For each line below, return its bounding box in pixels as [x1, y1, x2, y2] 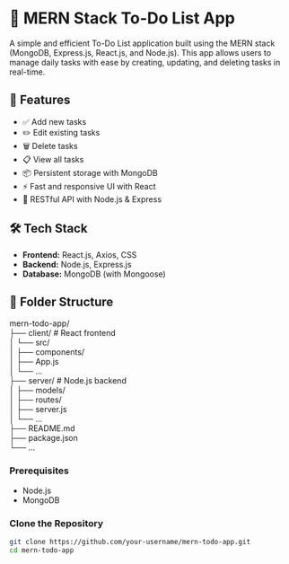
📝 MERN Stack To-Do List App [9, 8, 235, 29]
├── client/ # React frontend [9, 328, 117, 339]
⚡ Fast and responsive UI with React [22, 181, 156, 191]
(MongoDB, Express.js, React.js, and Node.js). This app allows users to [9, 47, 272, 57]
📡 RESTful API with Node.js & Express [22, 193, 162, 205]
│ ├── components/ [9, 347, 85, 357]
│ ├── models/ [9, 385, 66, 396]
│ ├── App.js [9, 357, 59, 367]
